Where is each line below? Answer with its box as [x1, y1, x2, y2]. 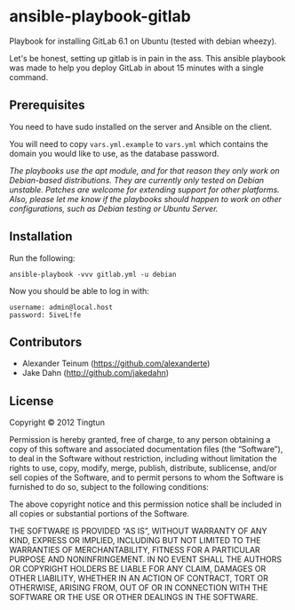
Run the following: [9, 252, 76, 264]
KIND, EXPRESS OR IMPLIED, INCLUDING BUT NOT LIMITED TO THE [9, 535, 261, 546]
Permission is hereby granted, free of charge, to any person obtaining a [9, 435, 271, 445]
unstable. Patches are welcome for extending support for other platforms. [9, 184, 280, 195]
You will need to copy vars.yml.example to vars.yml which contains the [9, 138, 268, 149]
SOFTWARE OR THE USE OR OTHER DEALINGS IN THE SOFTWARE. [9, 592, 259, 603]
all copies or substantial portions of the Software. [9, 508, 189, 519]
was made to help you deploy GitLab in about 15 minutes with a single [9, 62, 265, 73]
